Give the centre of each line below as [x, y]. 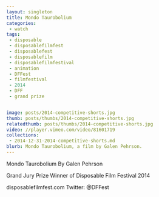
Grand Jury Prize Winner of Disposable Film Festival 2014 [78, 175]
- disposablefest [31, 52]
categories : [21, 23]
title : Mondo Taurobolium [39, 18]
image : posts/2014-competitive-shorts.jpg [61, 113]
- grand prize [27, 96]
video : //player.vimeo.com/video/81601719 [61, 130]
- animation [24, 68]
